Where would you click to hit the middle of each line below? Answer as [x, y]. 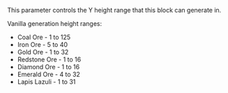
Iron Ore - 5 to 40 [43, 44]
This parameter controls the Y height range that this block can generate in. [114, 10]
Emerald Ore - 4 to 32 [48, 74]
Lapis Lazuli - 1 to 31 [46, 82]
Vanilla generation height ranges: [55, 23]
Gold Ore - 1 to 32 [43, 52]
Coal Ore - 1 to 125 [44, 37]
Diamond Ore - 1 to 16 [48, 67]
